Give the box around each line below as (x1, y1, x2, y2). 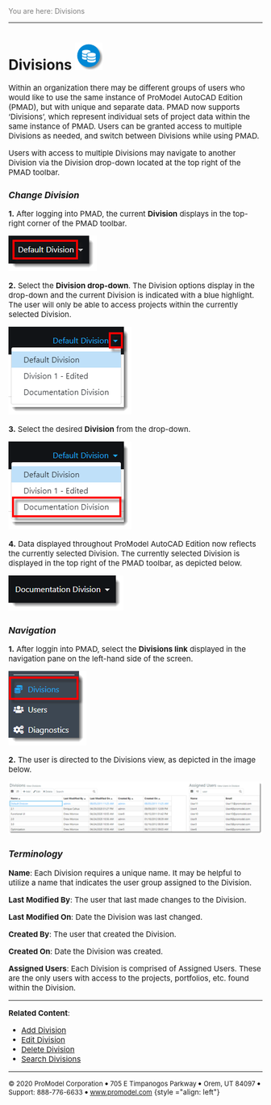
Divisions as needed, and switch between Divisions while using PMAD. (8, 130, 260, 141)
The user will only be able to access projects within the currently (8, 299, 239, 311)
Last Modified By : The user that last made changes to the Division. (8, 894, 247, 905)
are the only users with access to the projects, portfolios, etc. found (8, 972, 249, 984)
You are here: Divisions (8, 6, 85, 15)
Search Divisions (21, 1053, 81, 1065)
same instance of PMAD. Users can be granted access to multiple (8, 121, 242, 131)
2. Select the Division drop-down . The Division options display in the (8, 281, 256, 291)
